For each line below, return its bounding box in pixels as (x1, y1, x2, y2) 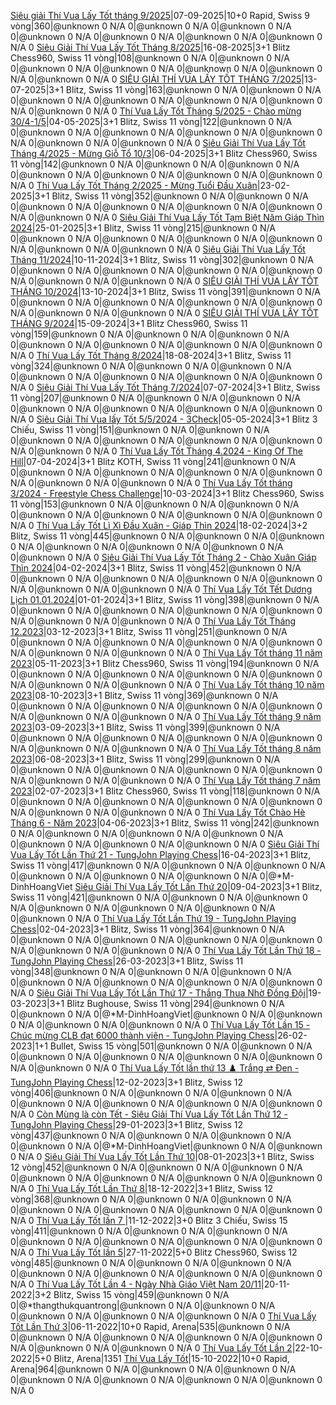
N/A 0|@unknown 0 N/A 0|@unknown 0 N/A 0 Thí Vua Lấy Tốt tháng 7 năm (10, 775, 321, 786)
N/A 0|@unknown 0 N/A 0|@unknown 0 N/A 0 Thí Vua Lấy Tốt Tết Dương (10, 583, 313, 595)
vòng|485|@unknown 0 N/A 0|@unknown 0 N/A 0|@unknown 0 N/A (10, 1257, 292, 1269)
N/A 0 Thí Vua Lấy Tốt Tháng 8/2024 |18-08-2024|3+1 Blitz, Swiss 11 (10, 350, 292, 361)
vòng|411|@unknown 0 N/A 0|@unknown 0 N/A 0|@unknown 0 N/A (10, 1225, 288, 1237)
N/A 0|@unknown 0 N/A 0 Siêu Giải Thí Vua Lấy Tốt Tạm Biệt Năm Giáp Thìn (10, 211, 325, 223)
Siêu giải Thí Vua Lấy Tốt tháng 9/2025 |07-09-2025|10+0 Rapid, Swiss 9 (10, 10, 311, 21)
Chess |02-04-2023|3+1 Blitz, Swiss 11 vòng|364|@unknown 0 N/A (10, 923, 285, 935)
